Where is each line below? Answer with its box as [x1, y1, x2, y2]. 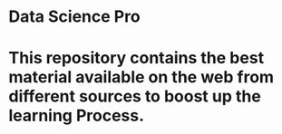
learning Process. [8, 106, 145, 126]
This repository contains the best [8, 48, 265, 69]
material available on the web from [8, 67, 274, 88]
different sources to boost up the [8, 86, 262, 107]
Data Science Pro [8, 6, 141, 27]
